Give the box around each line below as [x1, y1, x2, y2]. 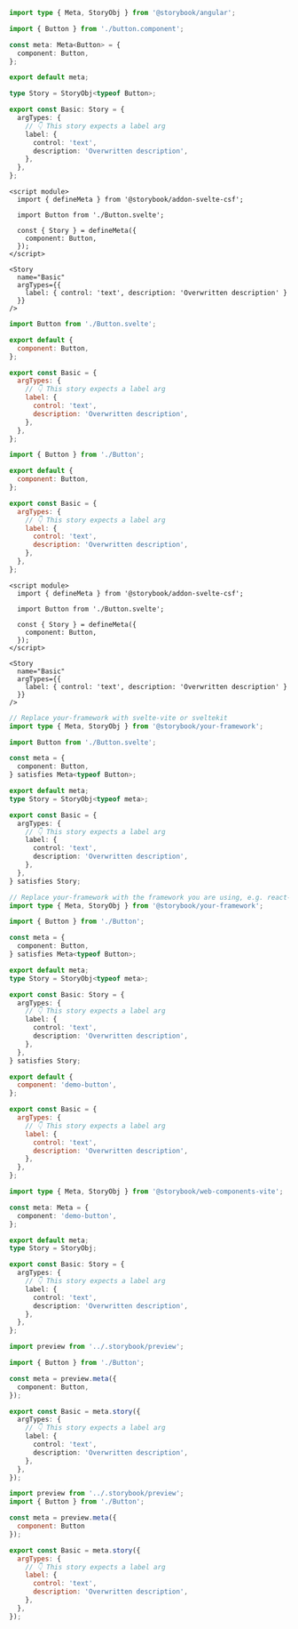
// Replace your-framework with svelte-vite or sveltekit [9, 713, 228, 722]
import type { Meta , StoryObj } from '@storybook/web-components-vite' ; [9, 1187, 284, 1196]
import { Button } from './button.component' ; [9, 24, 184, 33]
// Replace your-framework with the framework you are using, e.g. [9, 893, 264, 902]
